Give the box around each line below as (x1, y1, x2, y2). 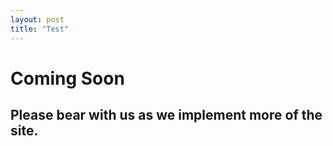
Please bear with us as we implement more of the (10, 107, 323, 124)
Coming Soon (10, 67, 125, 90)
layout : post (10, 14, 65, 25)
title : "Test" (10, 24, 70, 34)
